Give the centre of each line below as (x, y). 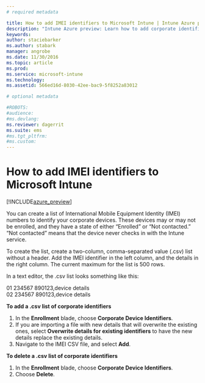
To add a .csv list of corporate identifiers (59, 307)
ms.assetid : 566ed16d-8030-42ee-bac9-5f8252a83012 (72, 86)
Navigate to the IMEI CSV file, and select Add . (73, 344)
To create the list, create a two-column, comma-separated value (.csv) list (99, 252)
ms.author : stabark (31, 46)
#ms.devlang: (23, 119)
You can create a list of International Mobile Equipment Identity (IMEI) (94, 214)
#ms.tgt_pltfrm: (27, 136)
